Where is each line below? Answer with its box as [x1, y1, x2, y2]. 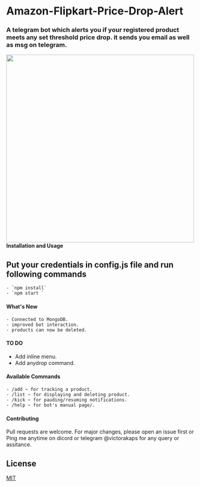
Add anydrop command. [14, 359, 75, 366]
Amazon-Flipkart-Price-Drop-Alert [6, 4, 184, 18]
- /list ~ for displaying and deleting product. [6, 391, 130, 397]
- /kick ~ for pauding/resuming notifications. [6, 397, 128, 403]
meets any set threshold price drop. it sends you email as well [6, 33, 190, 41]
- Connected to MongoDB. [6, 316, 68, 322]
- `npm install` [6, 285, 47, 291]
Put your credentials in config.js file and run [6, 260, 174, 270]
